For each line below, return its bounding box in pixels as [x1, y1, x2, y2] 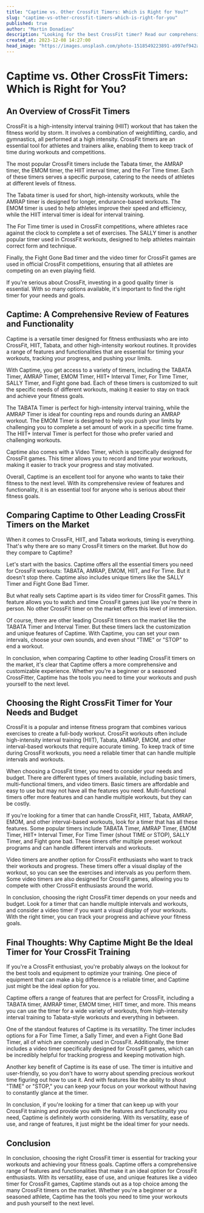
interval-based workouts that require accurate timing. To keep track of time [6, 743, 194, 750]
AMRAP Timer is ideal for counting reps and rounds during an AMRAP [6, 410, 181, 418]
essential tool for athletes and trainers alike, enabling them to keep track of [6, 141, 194, 149]
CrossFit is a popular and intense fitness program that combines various [6, 724, 187, 731]
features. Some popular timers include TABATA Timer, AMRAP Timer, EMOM [6, 825, 197, 832]
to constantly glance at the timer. [6, 1089, 89, 1097]
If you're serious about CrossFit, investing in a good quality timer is [6, 279, 174, 286]
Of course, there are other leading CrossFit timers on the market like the [6, 616, 186, 624]
